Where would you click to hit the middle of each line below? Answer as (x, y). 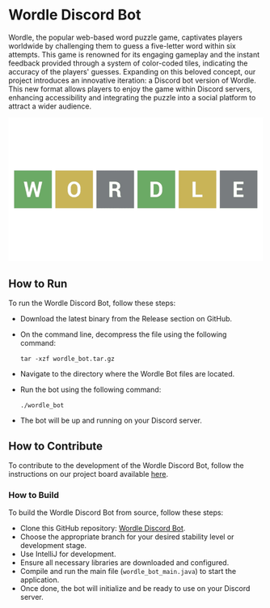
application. (40, 580)
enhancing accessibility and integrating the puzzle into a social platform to (132, 97)
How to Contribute (56, 446)
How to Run (38, 284)
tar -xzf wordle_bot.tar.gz (67, 359)
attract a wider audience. (50, 106)
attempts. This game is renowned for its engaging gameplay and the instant (134, 54)
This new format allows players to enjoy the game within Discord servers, (131, 89)
